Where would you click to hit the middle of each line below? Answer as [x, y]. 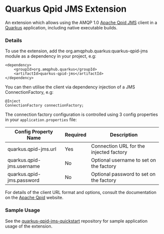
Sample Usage [23, 210]
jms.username [24, 166]
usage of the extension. [29, 226]
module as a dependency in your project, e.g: [51, 56]
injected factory [109, 152]
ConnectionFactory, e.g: [29, 92]
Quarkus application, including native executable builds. [61, 27]
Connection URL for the [118, 146]
